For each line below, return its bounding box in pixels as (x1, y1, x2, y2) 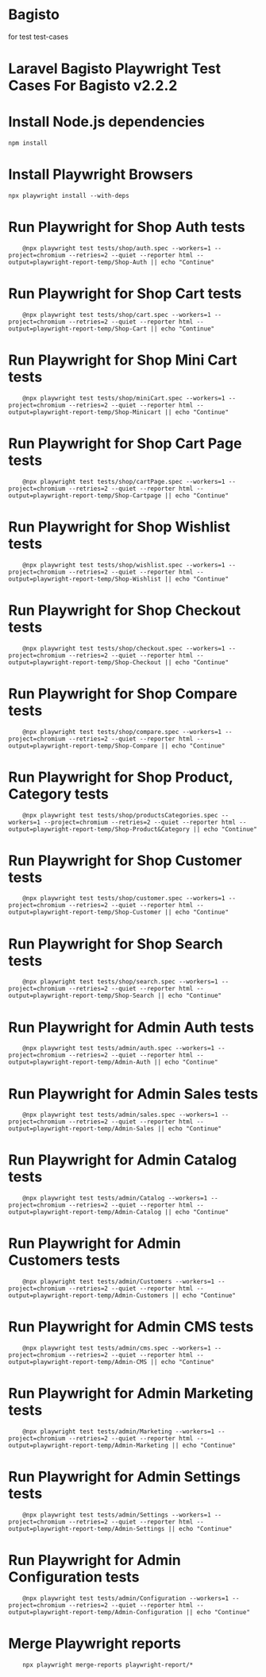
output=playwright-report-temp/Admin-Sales (8, 1125, 155, 1133)
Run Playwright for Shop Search (8, 935, 224, 952)
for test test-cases (8, 32, 69, 41)
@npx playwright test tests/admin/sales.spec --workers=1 (22, 1111, 218, 1119)
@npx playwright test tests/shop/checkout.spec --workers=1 (22, 644, 226, 652)
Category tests (8, 785, 109, 803)
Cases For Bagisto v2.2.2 (8, 77, 178, 95)
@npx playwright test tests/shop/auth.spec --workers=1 (22, 244, 212, 252)
